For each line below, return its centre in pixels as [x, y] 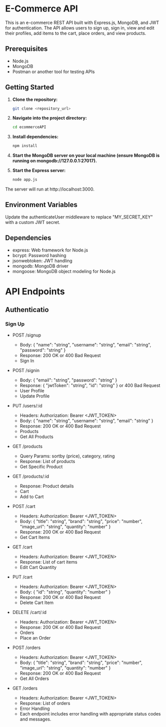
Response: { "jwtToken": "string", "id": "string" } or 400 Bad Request [90, 385]
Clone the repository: [35, 99]
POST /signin [26, 370]
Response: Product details [47, 486]
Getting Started [30, 87]
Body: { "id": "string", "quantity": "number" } [65, 592]
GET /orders [25, 688]
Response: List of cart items [49, 562]
